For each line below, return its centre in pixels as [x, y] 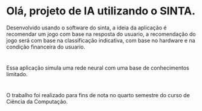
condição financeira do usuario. [46, 47]
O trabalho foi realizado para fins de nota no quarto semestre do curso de [98, 95]
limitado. [17, 74]
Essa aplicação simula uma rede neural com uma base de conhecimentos [98, 68]
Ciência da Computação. [37, 102]
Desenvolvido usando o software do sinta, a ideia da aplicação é [86, 28]
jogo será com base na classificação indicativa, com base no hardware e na [101, 40]
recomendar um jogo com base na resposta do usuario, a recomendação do [101, 34]
